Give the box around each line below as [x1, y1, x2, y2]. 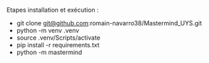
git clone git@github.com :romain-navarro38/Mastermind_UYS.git [16, 19, 202, 27]
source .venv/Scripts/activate [16, 34, 101, 42]
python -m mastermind [16, 48, 82, 56]
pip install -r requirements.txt [16, 41, 100, 49]
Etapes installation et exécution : [6, 6, 99, 14]
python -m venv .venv [16, 27, 80, 34]
